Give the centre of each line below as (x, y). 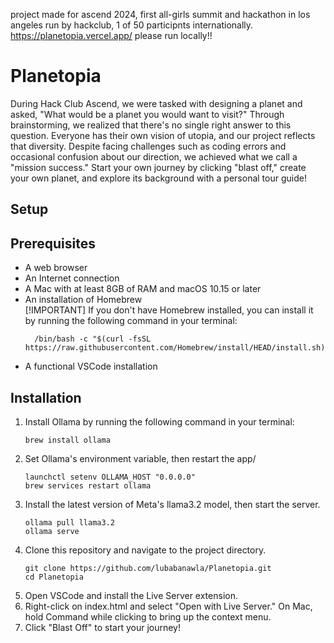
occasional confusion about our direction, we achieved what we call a (154, 156)
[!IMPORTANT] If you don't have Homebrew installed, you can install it (169, 310)
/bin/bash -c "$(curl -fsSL (93, 339)
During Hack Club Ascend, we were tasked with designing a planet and (156, 103)
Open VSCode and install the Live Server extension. (131, 595)
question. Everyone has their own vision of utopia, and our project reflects (163, 135)
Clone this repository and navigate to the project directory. (145, 550)
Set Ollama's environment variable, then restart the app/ (140, 458)
